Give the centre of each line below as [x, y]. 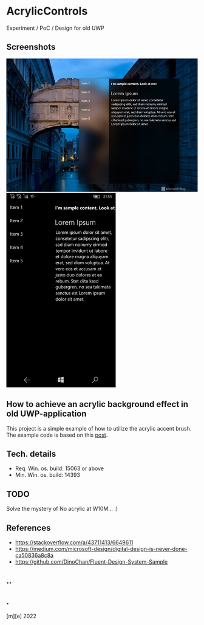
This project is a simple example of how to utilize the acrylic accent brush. [99, 428]
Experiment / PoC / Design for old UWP [55, 28]
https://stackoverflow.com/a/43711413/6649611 [74, 542]
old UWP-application [46, 414]
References [29, 528]
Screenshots [31, 47]
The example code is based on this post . [57, 435]
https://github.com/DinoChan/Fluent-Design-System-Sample [91, 562]
